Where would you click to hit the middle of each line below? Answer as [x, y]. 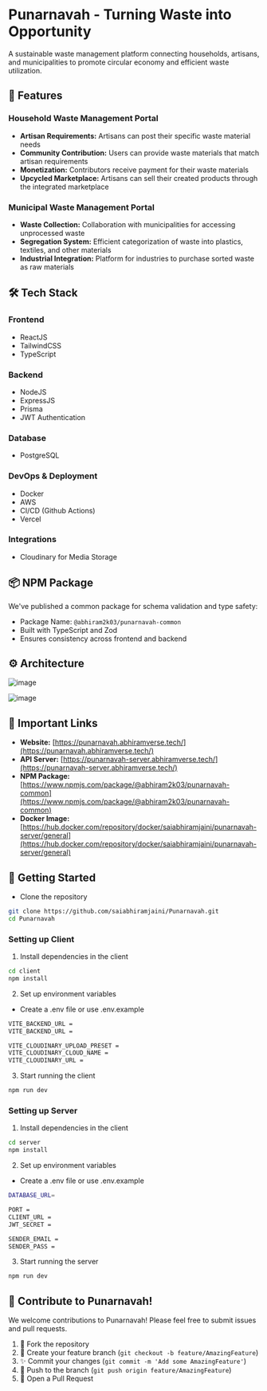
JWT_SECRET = [30, 1224]
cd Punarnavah [32, 918]
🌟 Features [35, 96]
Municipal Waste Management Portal [82, 207]
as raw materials [47, 267]
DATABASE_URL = [32, 1196]
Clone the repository [53, 897]
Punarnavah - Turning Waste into [120, 15]
